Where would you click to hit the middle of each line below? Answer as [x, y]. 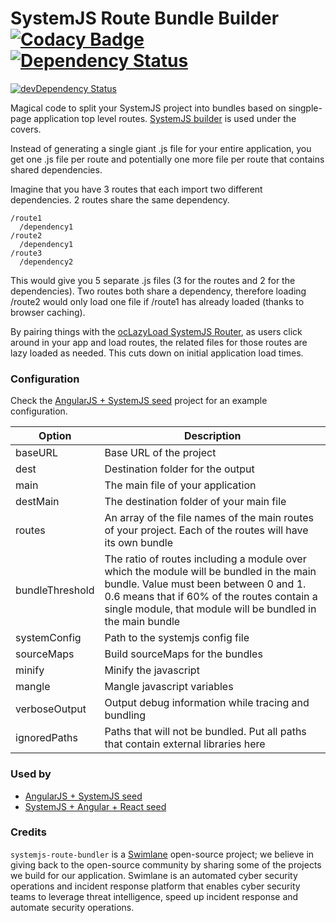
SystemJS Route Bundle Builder [145, 18]
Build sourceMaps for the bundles [183, 654]
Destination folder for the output [179, 469]
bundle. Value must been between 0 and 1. [205, 584]
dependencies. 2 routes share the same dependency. [120, 199]
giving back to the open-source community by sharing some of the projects [166, 864]
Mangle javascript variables [169, 687]
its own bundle [139, 543]
